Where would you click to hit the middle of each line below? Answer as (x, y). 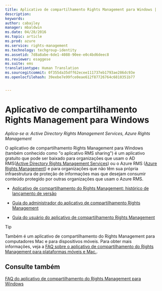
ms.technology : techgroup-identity (41, 50)
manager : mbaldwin (23, 28)
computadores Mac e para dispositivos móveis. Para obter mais (68, 241)
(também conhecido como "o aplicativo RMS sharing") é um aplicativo (75, 153)
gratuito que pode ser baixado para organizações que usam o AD (70, 158)
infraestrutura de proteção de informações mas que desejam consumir (75, 174)
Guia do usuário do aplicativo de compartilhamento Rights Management (83, 217)
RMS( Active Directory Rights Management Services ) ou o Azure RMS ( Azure (81, 163)
